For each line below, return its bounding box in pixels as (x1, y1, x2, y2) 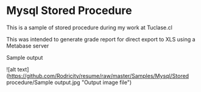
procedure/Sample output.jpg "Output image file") (6, 79, 132, 86)
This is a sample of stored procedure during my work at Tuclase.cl (6, 24, 172, 31)
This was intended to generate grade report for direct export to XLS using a (6, 35, 196, 43)
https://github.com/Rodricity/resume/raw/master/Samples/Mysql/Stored (8, 72, 189, 79)
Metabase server (6, 42, 49, 49)
